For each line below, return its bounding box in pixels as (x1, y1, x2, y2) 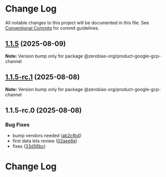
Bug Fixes (5, 121, 30, 128)
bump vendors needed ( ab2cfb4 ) (12, 133, 82, 139)
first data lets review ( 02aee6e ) (12, 138, 78, 144)
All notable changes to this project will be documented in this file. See (5, 20, 149, 26)
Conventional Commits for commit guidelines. (5, 25, 99, 31)
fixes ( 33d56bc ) (12, 143, 46, 149)
